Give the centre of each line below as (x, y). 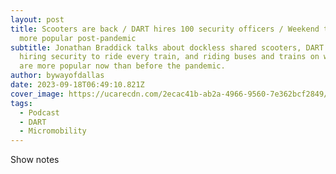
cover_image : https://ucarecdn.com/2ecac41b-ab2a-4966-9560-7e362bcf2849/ (169, 94)
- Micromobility (53, 131)
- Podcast (39, 112)
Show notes (35, 160)
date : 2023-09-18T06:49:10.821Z (77, 85)
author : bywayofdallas (57, 76)
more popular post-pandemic (78, 38)
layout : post (37, 19)
